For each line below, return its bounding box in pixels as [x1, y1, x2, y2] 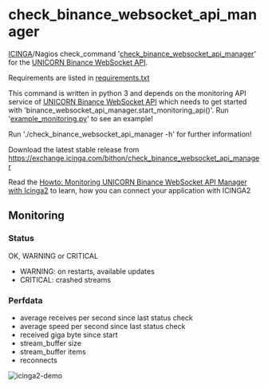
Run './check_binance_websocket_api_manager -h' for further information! [8, 129, 253, 139]
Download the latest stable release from [8, 145, 140, 154]
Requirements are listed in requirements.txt [8, 73, 150, 82]
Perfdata [8, 295, 43, 306]
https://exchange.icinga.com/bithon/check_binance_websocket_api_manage [8, 153, 260, 163]
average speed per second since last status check [19, 321, 186, 331]
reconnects [19, 355, 57, 365]
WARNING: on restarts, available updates [19, 266, 156, 276]
